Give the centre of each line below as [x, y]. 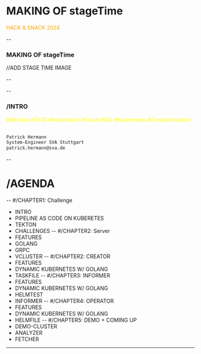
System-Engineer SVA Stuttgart [45, 143]
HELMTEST [29, 295]
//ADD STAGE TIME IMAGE [39, 68]
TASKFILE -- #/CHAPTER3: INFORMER [63, 276]
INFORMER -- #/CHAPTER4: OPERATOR [64, 301]
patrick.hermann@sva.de [36, 148]
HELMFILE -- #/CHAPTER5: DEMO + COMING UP [76, 320]
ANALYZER [29, 333]
